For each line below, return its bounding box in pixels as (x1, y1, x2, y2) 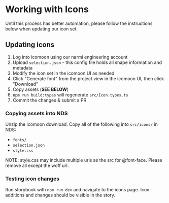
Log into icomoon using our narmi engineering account (12, 54, 128, 60)
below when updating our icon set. (5, 25, 78, 31)
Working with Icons (5, 4, 89, 15)
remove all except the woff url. (5, 162, 69, 168)
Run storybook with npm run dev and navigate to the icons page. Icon (5, 187, 150, 193)
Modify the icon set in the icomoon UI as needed (12, 70, 115, 76)
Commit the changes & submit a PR (12, 97, 87, 103)
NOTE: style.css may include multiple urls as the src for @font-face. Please (5, 157, 162, 163)
